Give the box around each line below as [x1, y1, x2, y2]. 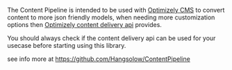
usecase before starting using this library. [7, 42, 126, 49]
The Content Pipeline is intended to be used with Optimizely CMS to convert [7, 6, 225, 14]
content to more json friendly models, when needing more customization [7, 13, 215, 21]
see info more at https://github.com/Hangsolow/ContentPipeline [7, 55, 191, 63]
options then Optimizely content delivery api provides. [7, 21, 162, 28]
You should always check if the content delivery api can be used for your [7, 34, 216, 42]
